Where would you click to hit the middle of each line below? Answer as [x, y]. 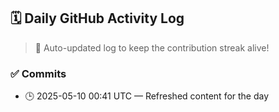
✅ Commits [38, 73]
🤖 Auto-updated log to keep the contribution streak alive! [152, 47]
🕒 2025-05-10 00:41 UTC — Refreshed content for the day [147, 96]
